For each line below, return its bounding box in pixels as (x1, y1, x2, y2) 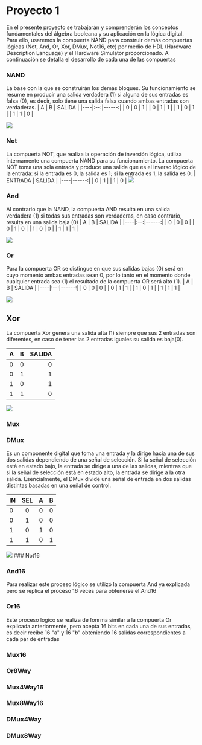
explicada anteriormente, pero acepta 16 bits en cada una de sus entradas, (6, 622, 192, 630)
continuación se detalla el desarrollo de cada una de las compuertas (6, 56, 176, 63)
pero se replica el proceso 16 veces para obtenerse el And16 (6, 587, 157, 595)
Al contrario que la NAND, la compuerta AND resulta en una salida (6, 205, 170, 213)
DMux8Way (6, 732, 42, 740)
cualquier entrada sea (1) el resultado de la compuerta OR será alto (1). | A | (6, 278, 194, 285)
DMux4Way (6, 715, 42, 724)
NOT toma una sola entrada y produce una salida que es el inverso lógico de (6, 163, 197, 170)
